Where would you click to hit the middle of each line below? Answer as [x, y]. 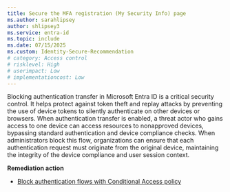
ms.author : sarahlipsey [41, 20]
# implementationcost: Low [46, 77]
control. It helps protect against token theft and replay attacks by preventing [115, 104]
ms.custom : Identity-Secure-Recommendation [71, 52]
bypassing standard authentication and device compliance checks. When [111, 133]
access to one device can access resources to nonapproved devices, [106, 126]
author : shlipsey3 [33, 26]
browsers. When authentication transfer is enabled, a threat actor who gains [115, 119]
